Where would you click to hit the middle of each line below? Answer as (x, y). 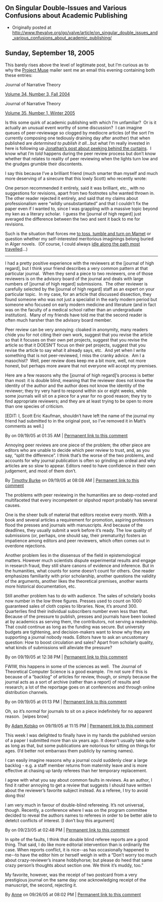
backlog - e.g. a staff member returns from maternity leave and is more (76, 765)
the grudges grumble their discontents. (44, 164)
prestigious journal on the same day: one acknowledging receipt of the (76, 880)
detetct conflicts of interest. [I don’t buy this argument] (60, 820)
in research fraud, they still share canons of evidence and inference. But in (80, 565)
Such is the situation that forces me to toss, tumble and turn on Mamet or (78, 233)
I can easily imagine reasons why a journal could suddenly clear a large (76, 760)
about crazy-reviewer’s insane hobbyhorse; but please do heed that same (79, 860)
